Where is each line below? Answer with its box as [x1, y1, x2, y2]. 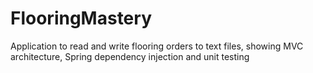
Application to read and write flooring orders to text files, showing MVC [10, 40, 304, 52]
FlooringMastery [10, 7, 152, 30]
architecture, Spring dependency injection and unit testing [10, 50, 250, 62]
